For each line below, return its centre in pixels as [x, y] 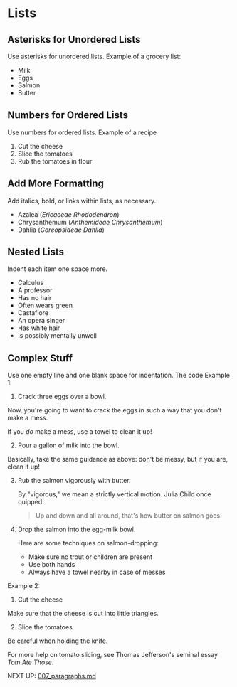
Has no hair [35, 298]
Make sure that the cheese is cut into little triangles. [83, 614]
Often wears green [45, 305]
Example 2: [24, 586]
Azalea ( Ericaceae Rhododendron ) [68, 214]
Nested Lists [36, 252]
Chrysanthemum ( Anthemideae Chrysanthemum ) [90, 222]
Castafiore [33, 313]
